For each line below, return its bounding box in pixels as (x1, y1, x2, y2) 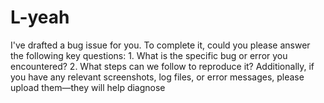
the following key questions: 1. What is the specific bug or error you (10, 49, 288, 61)
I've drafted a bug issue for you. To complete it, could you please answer (10, 39, 311, 51)
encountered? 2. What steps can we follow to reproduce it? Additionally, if (10, 60, 315, 72)
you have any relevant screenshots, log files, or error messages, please (10, 71, 305, 83)
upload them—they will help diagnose (10, 81, 166, 93)
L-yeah (10, 6, 70, 29)
